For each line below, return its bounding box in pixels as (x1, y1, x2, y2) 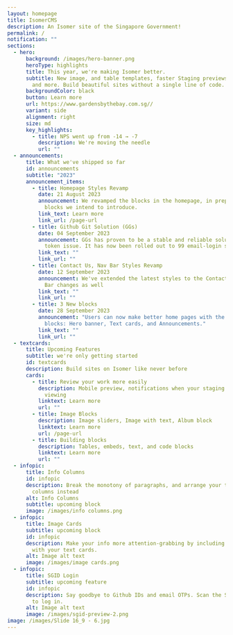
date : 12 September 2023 (37, 268, 110, 275)
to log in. (32, 598, 64, 605)
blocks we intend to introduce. (44, 204, 138, 211)
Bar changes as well (44, 281, 104, 288)
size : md (25, 119, 51, 127)
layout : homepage (7, 10, 58, 17)
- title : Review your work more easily (32, 378, 148, 386)
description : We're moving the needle (37, 140, 150, 147)
